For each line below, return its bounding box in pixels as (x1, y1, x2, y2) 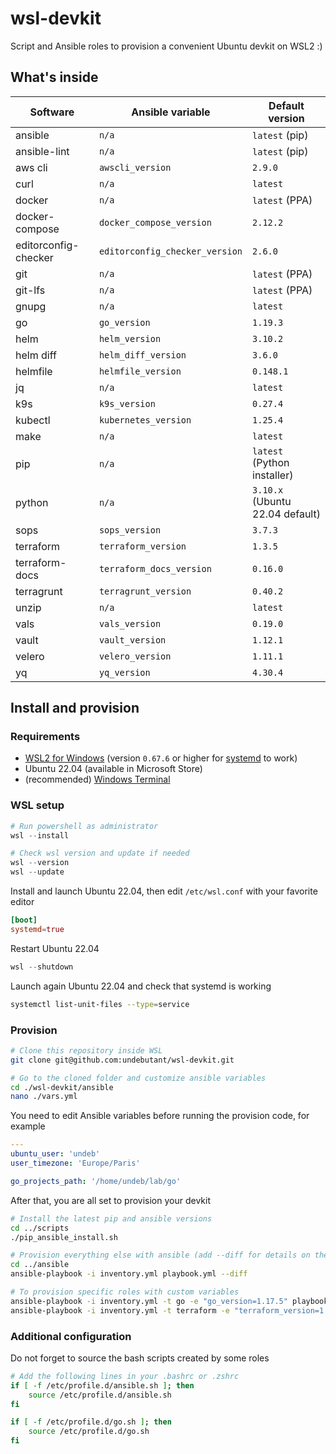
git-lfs (15, 283, 46, 297)
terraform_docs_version (98, 563, 212, 574)
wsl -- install (10, 830, 70, 841)
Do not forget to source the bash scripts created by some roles (10, 1352, 270, 1364)
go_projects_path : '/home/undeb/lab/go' (10, 1176, 182, 1186)
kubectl (15, 413, 51, 427)
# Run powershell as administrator (10, 821, 159, 831)
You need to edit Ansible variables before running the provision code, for (10, 1110, 310, 1122)
